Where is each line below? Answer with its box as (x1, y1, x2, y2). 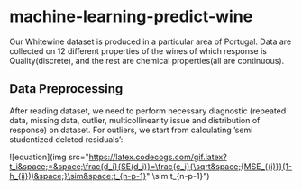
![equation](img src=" (9, 151, 90, 162)
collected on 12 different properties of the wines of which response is (9, 45, 268, 56)
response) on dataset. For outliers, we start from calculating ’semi (9, 124, 253, 135)
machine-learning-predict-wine (9, 6, 253, 27)
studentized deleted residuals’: (9, 133, 124, 145)
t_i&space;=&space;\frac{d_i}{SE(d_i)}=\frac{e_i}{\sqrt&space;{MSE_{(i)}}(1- (9, 160, 293, 172)
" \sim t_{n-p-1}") (145, 170, 210, 181)
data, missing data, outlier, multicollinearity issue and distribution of (9, 114, 261, 125)
